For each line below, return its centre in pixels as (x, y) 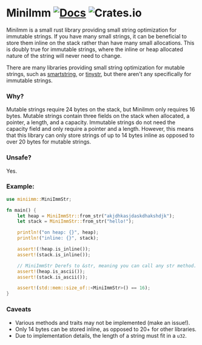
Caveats (19, 309)
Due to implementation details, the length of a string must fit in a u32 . (101, 335)
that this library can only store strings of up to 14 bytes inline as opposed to (100, 135)
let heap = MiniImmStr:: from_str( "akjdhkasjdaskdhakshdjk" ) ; (96, 216)
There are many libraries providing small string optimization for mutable (96, 68)
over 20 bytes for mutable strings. (49, 142)
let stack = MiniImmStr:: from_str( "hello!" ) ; (76, 221)
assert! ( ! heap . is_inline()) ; (54, 249)
